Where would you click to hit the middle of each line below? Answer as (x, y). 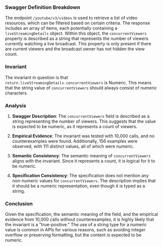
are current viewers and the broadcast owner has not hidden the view (75, 49)
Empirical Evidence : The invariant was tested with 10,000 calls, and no (83, 136)
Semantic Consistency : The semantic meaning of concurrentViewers (81, 155)
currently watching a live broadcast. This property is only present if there (78, 44)
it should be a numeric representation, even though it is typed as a (78, 186)
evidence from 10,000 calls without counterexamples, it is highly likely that (80, 219)
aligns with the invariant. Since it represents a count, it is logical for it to (84, 161)
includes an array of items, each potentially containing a (61, 28)
